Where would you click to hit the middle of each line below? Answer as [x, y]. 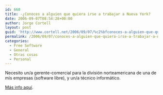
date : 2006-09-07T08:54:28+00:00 [39, 18]
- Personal [20, 59]
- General [19, 50]
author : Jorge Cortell [28, 23]
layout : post [18, 28]
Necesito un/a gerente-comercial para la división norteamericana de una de [81, 73]
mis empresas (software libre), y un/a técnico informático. [63, 78]
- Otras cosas [24, 55]
